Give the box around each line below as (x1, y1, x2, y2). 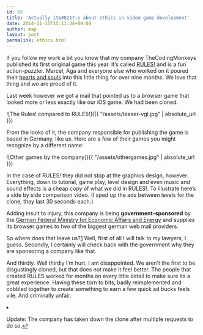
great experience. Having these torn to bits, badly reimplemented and (6, 279, 182, 286)
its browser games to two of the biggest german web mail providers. (6, 223, 179, 230)
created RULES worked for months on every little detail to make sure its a (6, 273, 191, 279)
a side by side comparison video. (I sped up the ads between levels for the (6, 191, 194, 199)
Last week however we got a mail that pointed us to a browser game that (6, 92, 190, 99)
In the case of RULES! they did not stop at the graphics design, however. (6, 172, 189, 179)
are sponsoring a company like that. (6, 248, 97, 254)
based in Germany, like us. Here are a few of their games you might (6, 135, 176, 142)
